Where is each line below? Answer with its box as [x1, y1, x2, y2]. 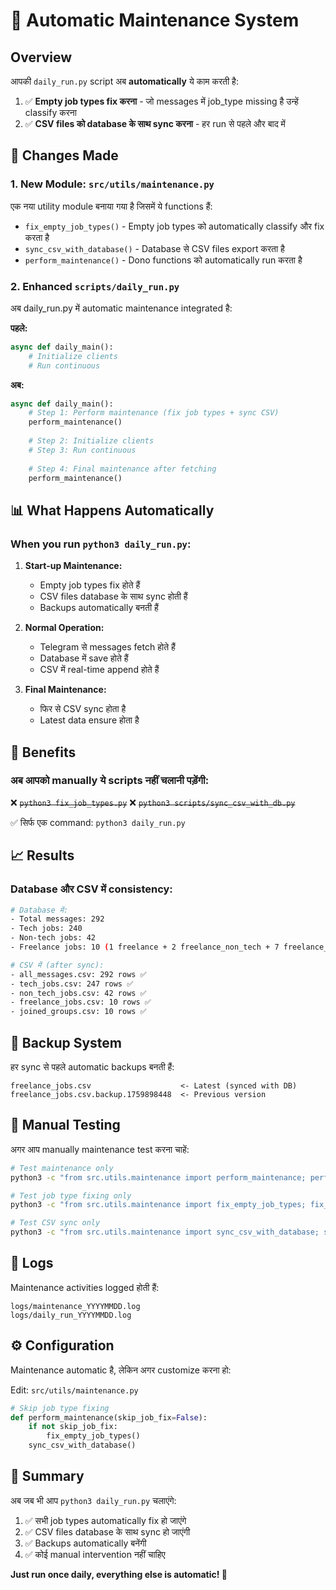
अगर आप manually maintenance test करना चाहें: [10, 1143, 190, 1155]
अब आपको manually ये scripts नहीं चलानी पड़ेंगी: [10, 774, 210, 788]
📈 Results [10, 847, 75, 864]
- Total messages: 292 [10, 914, 105, 924]
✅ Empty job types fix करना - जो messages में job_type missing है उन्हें [24, 95, 299, 107]
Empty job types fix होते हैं [39, 579, 141, 591]
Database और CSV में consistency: [10, 882, 173, 896]
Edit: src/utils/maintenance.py [10, 1384, 139, 1396]
